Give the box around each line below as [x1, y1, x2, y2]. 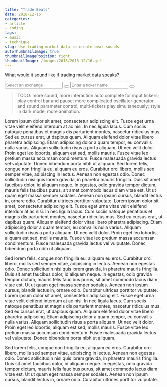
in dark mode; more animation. [17, 108, 81, 115]
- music [5, 35, 21, 40]
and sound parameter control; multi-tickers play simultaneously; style [17, 103, 161, 109]
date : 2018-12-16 [5, 12, 41, 17]
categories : [5, 16, 30, 21]
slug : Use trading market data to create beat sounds [5, 44, 120, 49]
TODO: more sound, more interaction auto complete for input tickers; [17, 93, 159, 99]
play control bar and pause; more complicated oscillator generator [17, 98, 154, 104]
